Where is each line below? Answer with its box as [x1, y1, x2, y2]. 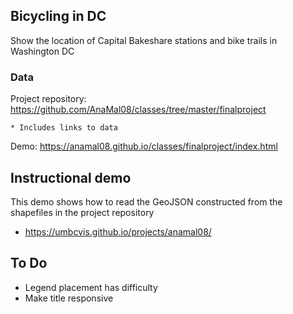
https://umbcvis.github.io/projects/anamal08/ [24, 225, 212, 238]
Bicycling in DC [10, 8, 107, 25]
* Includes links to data [10, 123, 118, 133]
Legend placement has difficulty [24, 281, 158, 293]
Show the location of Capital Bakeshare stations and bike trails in [10, 34, 278, 46]
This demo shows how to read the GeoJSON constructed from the [10, 195, 283, 208]
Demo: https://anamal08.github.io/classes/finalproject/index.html [10, 140, 278, 153]
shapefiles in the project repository [10, 206, 155, 218]
